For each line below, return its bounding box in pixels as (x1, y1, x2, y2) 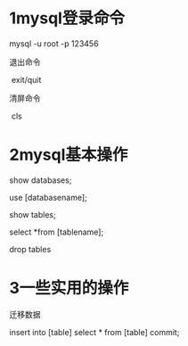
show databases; (9, 175, 72, 185)
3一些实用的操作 (9, 278, 129, 299)
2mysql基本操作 (9, 144, 128, 165)
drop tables (9, 243, 52, 254)
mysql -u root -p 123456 (9, 37, 100, 49)
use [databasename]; (9, 192, 87, 202)
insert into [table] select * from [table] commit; (9, 326, 180, 337)
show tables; (9, 209, 56, 219)
